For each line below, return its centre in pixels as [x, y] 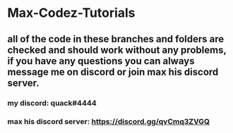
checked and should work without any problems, [117, 50]
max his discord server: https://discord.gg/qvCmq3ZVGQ [109, 122]
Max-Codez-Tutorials [71, 13]
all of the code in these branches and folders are [116, 39]
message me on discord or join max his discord [113, 72]
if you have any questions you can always [101, 61]
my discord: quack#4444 [52, 103]
